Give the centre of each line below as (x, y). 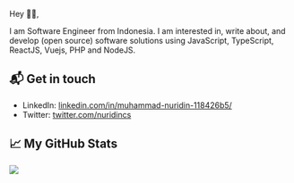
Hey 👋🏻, (24, 14)
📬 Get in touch (52, 79)
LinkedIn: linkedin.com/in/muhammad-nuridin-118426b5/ (127, 105)
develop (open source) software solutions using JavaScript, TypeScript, (142, 41)
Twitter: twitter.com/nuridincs (77, 114)
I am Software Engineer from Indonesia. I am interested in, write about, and (147, 31)
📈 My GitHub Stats (64, 144)
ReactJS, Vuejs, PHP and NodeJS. (73, 50)
